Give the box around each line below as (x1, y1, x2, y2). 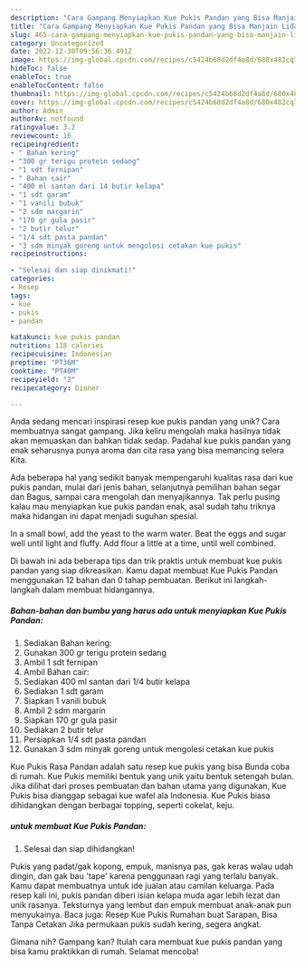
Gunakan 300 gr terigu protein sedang (23, 648, 167, 659)
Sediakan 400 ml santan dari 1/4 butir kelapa (23, 677, 191, 688)
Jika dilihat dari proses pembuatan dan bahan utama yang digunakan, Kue (10, 781, 287, 792)
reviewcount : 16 (10, 132, 71, 141)
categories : (10, 274, 55, 284)
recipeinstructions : (10, 249, 89, 259)
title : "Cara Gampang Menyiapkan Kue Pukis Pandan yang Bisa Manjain (10, 22, 279, 31)
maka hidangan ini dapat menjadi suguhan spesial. (10, 511, 199, 522)
